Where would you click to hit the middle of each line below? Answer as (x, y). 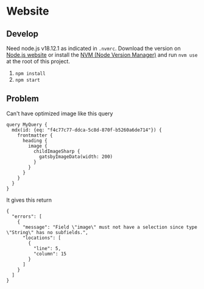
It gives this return (29, 200)
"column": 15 (50, 254)
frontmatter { (35, 135)
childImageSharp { (57, 151)
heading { (35, 141)
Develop (22, 34)
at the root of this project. (38, 61)
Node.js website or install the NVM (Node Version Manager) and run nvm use (102, 55)
